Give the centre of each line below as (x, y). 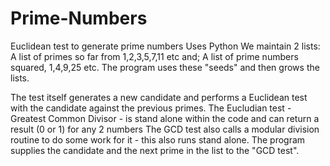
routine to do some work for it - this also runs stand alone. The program (158, 139)
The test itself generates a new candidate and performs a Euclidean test (159, 97)
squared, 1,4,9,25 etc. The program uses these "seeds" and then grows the (165, 67)
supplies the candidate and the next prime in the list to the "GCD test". (155, 150)
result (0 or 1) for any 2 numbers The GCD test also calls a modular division (165, 129)
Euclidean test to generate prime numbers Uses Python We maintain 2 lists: (165, 46)
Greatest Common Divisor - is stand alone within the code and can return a (165, 118)
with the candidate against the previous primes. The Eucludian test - (151, 108)
